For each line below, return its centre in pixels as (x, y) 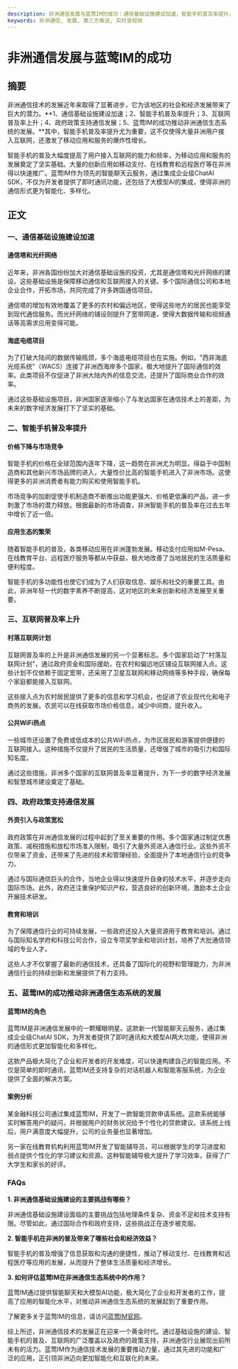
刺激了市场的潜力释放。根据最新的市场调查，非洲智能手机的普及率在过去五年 (119, 505)
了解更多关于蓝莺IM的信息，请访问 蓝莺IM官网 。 (77, 1316)
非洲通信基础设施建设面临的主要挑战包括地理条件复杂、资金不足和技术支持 (116, 1214)
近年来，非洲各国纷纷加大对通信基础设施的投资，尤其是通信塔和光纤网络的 (116, 272)
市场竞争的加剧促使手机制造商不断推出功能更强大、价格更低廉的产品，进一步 (119, 497)
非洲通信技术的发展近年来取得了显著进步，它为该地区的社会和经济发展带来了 (119, 104)
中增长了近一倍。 (32, 514)
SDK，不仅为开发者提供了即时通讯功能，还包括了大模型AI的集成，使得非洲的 (119, 182)
